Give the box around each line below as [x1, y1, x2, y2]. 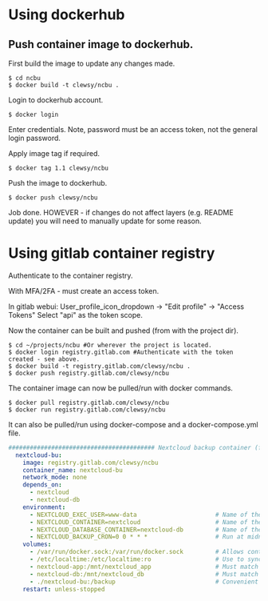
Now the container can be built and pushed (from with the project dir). [8, 326, 239, 335]
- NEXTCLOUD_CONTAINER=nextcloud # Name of [29, 518, 248, 526]
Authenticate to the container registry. [8, 270, 133, 280]
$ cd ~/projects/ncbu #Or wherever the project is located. [8, 341, 213, 349]
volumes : [22, 540, 52, 549]
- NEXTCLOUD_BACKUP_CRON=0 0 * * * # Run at [29, 533, 245, 541]
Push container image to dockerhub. [8, 38, 194, 51]
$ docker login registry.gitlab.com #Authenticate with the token [8, 348, 234, 356]
